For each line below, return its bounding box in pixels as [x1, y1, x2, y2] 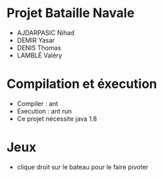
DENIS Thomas [16, 43, 61, 52]
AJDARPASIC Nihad [16, 28, 75, 37]
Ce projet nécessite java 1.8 [16, 114, 98, 123]
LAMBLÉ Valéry [16, 51, 63, 60]
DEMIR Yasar [16, 35, 55, 44]
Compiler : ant [16, 99, 59, 108]
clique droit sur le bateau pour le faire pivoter [16, 162, 149, 171]
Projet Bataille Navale [6, 5, 135, 21]
